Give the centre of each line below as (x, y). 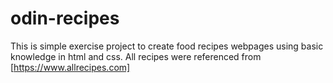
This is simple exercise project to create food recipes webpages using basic (167, 46)
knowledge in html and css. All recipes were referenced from (136, 56)
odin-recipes (65, 18)
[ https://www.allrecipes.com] (70, 67)
